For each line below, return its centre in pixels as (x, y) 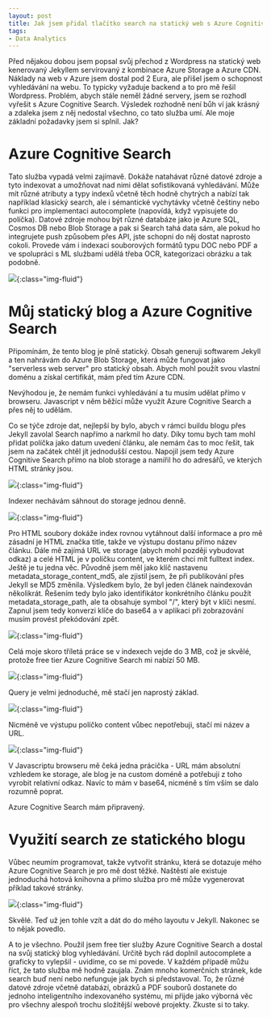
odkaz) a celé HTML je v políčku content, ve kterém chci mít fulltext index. (131, 559)
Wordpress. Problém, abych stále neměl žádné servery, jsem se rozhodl (128, 96)
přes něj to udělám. (40, 410)
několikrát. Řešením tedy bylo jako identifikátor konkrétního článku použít (130, 593)
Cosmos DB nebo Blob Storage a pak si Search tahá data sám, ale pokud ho (134, 228)
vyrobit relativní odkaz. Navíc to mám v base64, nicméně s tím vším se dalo (133, 783)
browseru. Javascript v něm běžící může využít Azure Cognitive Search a (130, 402)
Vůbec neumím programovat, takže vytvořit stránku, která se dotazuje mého (135, 863)
